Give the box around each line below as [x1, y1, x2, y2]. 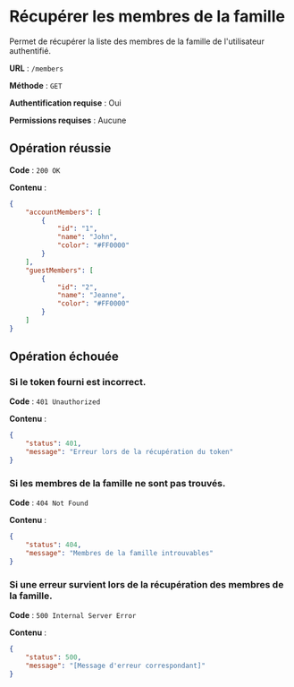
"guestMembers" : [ [25, 266, 94, 275]
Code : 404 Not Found [9, 497, 89, 508]
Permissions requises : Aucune [9, 115, 127, 125]
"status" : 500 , [25, 652, 82, 662]
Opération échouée [9, 349, 119, 365]
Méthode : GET [9, 80, 63, 90]
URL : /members [9, 63, 64, 73]
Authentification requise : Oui [9, 97, 122, 108]
